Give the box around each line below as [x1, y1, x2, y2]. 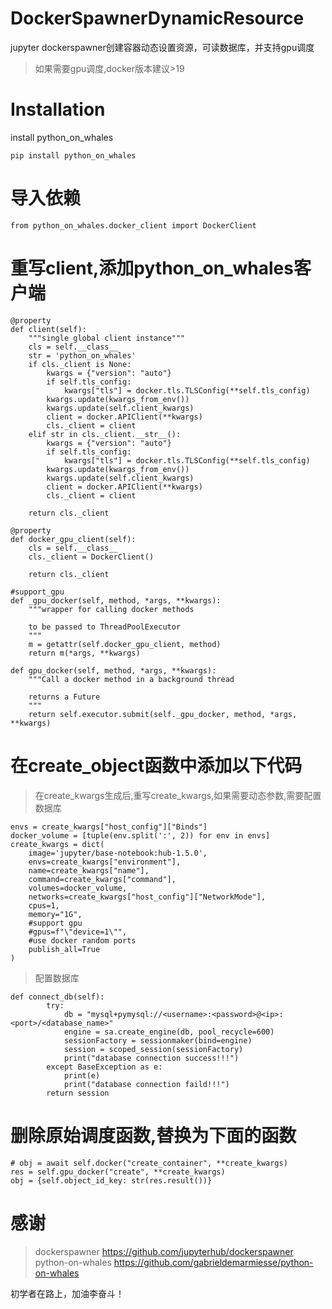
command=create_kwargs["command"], [28, 874, 177, 884]
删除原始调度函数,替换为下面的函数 [10, 1124, 297, 1147]
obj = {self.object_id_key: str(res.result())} [10, 1175, 213, 1186]
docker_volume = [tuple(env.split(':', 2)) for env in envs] [10, 830, 271, 841]
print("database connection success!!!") [63, 1053, 240, 1063]
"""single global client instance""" [28, 333, 186, 343]
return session [46, 1088, 110, 1098]
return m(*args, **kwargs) [28, 648, 141, 658]
